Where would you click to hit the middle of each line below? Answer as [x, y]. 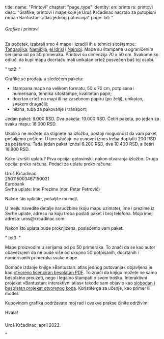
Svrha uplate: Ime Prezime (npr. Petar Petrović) [53, 189]
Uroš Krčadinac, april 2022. [33, 325]
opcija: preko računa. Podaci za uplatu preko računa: [58, 164]
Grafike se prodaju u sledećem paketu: [44, 79]
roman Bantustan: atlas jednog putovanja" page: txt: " [59, 17]
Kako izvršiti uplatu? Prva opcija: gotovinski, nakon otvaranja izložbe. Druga [82, 159]
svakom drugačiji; [30, 104]
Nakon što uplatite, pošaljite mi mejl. [41, 199]
